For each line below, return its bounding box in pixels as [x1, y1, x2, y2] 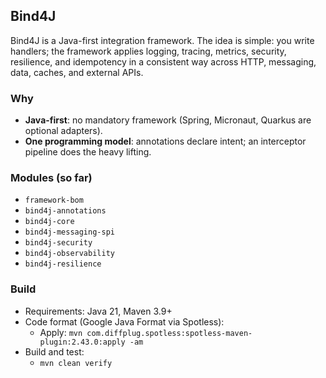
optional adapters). [24, 125, 103, 137]
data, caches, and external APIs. [10, 66, 144, 78]
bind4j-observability [24, 249, 115, 259]
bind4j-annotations [24, 206, 107, 216]
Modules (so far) [10, 171, 93, 185]
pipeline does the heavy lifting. [24, 146, 152, 158]
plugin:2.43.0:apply [39, 337, 126, 347]
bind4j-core [24, 217, 75, 227]
